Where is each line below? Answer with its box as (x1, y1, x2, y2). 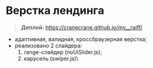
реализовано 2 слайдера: (14, 42, 82, 49)
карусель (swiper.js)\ (23, 55, 79, 62)
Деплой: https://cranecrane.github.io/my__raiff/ (20, 24, 143, 31)
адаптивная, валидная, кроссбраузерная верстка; (14, 35, 147, 42)
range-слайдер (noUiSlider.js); (23, 48, 103, 55)
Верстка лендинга (6, 4, 104, 18)
